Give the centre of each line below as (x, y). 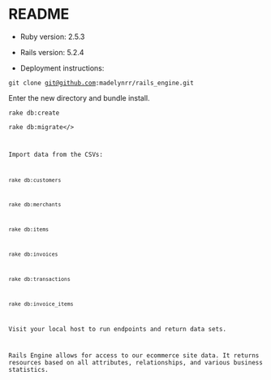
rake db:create (34, 113)
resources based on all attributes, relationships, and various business (136, 363)
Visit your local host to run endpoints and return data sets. (118, 330)
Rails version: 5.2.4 (52, 52)
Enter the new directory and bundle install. (79, 97)
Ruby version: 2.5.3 (52, 37)
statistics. (28, 370)
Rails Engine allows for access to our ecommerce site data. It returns (134, 356)
